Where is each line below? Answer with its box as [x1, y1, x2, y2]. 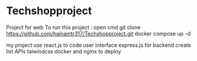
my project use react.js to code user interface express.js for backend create [6, 41, 191, 49]
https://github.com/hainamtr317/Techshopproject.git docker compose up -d [6, 30, 191, 37]
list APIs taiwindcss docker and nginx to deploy [6, 47, 121, 54]
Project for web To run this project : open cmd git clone [6, 24, 141, 31]
